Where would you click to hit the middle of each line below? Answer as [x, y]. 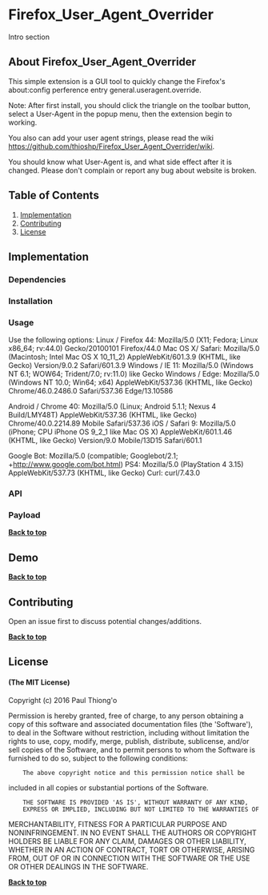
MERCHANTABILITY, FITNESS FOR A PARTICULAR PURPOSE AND [118, 824]
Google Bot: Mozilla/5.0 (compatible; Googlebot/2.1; [93, 456]
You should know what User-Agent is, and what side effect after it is [120, 162]
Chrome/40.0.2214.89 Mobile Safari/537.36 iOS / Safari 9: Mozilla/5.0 [122, 424]
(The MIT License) [39, 682]
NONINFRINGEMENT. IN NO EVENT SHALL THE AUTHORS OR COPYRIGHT [133, 833]
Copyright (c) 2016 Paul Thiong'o [63, 700]
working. [23, 122]
